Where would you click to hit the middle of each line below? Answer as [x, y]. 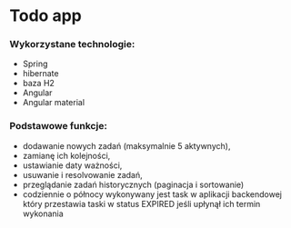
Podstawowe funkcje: [58, 126]
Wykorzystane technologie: [72, 45]
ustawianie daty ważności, [72, 165]
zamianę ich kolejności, [66, 155]
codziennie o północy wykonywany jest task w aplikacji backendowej [152, 194]
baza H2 [38, 84]
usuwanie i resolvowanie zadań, [82, 174]
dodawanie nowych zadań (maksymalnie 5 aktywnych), [126, 145]
